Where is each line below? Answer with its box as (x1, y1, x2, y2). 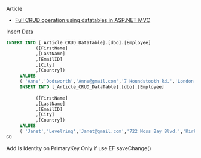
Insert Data (6, 28, 34, 35)
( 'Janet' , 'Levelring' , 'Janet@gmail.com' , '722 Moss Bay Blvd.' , (19, 128, 184, 134)
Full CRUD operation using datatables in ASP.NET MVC (14, 17, 151, 23)
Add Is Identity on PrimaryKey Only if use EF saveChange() (6, 144, 151, 151)
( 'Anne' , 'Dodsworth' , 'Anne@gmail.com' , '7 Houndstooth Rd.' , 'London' (19, 79, 197, 85)
